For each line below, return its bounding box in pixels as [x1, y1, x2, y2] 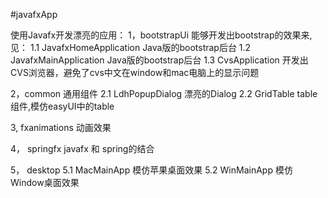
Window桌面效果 [10, 177, 80, 188]
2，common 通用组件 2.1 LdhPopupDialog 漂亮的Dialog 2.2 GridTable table [10, 88, 318, 99]
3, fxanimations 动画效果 [10, 122, 112, 133]
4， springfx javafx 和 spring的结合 [10, 143, 155, 154]
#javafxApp [10, 9, 58, 20]
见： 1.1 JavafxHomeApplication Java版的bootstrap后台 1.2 [10, 42, 252, 53]
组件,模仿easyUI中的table [10, 100, 115, 112]
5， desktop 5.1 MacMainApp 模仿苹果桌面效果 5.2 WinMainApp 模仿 [10, 164, 293, 176]
